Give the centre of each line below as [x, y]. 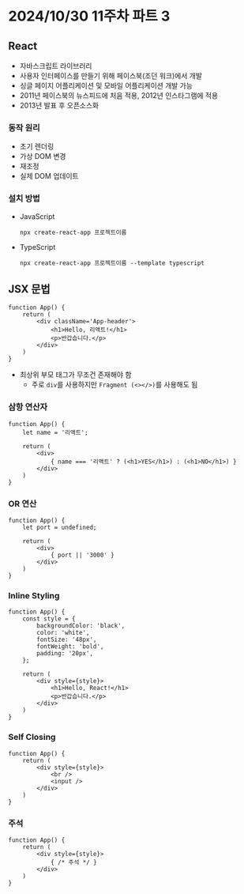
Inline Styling [34, 595]
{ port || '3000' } [82, 555]
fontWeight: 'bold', [70, 647]
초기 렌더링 [37, 146]
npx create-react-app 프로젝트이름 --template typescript [112, 263]
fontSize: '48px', [67, 640]
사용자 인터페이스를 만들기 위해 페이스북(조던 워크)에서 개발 [111, 75]
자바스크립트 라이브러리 [56, 66]
